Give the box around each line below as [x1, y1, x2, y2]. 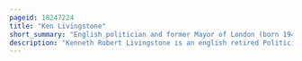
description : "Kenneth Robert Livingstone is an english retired [9, 38, 259, 48]
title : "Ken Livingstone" [9, 22, 106, 30]
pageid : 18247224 [9, 13, 75, 22]
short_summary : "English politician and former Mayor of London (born [9, 30, 280, 39]
